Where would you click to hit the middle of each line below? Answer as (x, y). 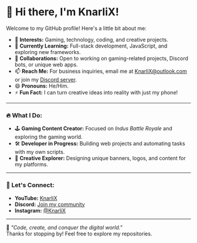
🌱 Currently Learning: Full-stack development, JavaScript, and (91, 46)
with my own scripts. (40, 152)
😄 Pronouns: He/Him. (42, 86)
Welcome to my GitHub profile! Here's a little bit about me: (76, 28)
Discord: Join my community (50, 204)
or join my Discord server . (46, 79)
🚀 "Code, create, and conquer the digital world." (64, 227)
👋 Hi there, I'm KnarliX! (62, 12)
